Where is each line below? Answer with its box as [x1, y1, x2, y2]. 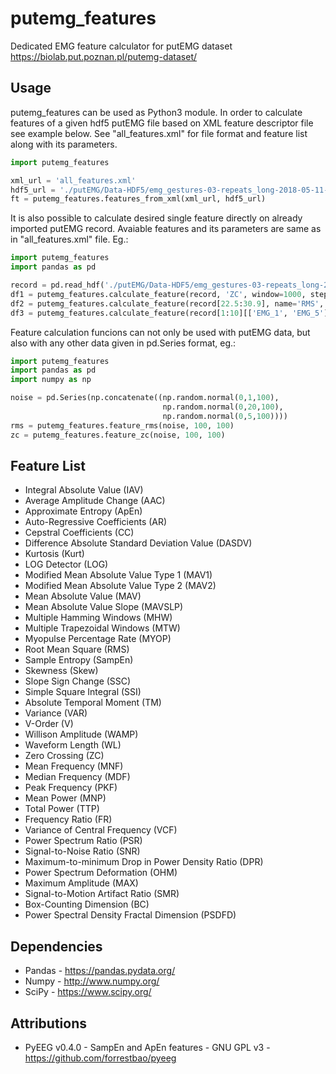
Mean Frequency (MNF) [24, 760, 124, 772]
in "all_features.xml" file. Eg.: [10, 233, 129, 246]
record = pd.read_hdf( [10, 280, 105, 290]
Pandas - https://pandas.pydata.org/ [24, 965, 176, 977]
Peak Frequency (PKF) [24, 782, 118, 794]
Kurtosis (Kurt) [24, 548, 85, 560]
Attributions [10, 1015, 88, 1032]
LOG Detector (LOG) [24, 558, 109, 571]
